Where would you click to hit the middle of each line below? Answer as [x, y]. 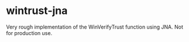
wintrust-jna [37, 11]
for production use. [29, 33]
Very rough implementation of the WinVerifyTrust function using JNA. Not [94, 27]
